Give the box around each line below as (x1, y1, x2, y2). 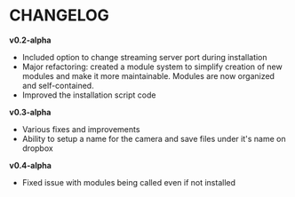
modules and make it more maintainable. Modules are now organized (21, 70, 275, 81)
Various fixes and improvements (21, 123, 140, 134)
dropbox (21, 143, 53, 154)
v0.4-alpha (9, 160, 52, 170)
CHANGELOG (9, 5, 109, 26)
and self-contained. (21, 80, 95, 91)
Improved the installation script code (21, 90, 156, 100)
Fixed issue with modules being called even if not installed (21, 177, 236, 187)
